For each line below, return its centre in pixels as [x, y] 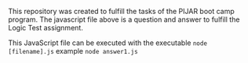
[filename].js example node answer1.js [73, 51]
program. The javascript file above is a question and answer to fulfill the [124, 19]
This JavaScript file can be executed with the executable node [108, 43]
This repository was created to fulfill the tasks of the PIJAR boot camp [122, 11]
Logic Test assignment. [46, 28]
